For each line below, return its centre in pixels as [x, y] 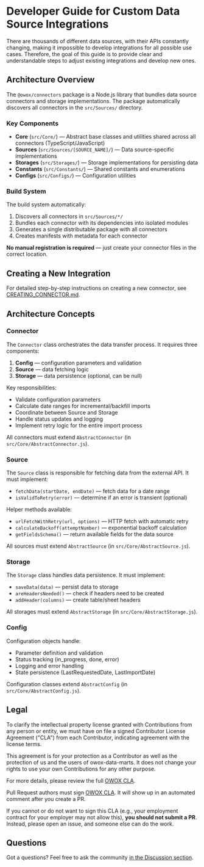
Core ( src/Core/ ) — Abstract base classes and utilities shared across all [105, 137]
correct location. [27, 254]
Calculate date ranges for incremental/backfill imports [83, 406]
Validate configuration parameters [58, 399]
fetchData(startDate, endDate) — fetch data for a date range [93, 491]
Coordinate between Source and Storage [66, 412]
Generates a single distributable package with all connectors [91, 230]
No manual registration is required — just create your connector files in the [101, 248]
